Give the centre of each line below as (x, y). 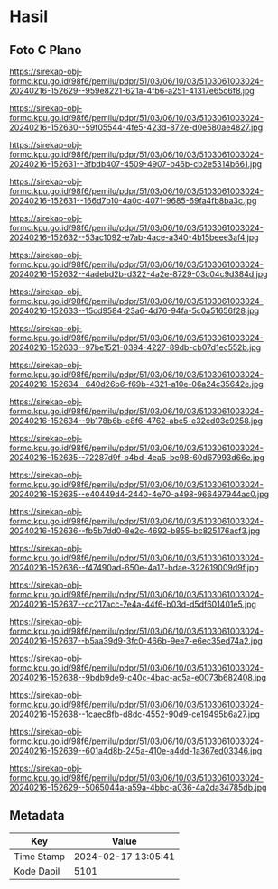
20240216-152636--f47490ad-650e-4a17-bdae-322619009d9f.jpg (134, 567)
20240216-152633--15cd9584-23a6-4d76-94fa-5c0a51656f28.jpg (134, 310)
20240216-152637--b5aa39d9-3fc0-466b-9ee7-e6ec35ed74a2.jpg (136, 641)
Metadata (37, 815)
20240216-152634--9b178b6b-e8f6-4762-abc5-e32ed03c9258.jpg (136, 421)
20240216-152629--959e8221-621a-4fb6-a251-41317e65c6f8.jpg (132, 91)
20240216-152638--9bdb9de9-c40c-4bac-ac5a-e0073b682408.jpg (138, 677)
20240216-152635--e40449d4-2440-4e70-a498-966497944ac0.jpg (139, 494)
